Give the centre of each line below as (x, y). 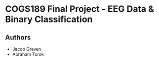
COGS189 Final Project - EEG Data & (80, 9)
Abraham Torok (28, 54)
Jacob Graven (26, 49)
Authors (18, 37)
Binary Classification (49, 19)
